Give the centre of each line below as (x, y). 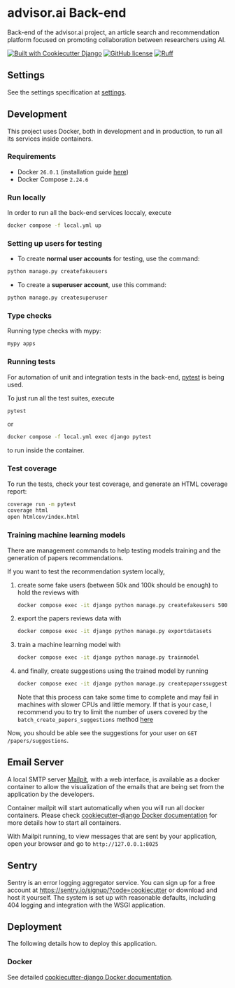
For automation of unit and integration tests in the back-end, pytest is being (116, 377)
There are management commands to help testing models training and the (114, 550)
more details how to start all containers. (64, 822)
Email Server (36, 762)
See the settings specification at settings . (67, 92)
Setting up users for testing (55, 243)
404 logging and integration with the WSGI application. (86, 905)
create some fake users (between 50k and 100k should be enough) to (117, 585)
